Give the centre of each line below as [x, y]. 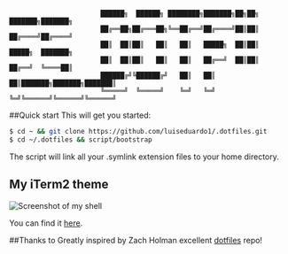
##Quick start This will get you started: [80, 115]
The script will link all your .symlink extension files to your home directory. [144, 157]
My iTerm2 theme [59, 185]
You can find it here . [46, 223]
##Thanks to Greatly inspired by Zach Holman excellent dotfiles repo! [136, 240]
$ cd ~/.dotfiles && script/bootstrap [81, 139]
